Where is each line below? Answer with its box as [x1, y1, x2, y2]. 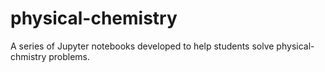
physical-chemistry [10, 7, 178, 30]
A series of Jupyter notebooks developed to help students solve [10, 40, 275, 52]
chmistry [10, 50, 47, 62]
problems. [48, 50, 91, 62]
